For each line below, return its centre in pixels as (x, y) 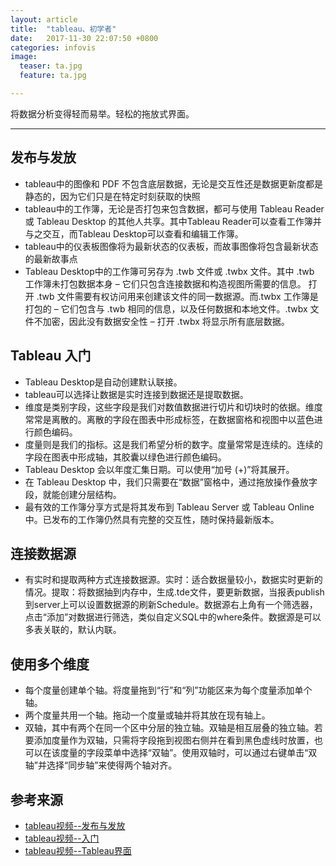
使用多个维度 (50, 664)
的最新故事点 (51, 258)
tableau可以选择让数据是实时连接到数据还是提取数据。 (136, 394)
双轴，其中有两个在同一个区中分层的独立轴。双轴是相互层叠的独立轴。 (169, 728)
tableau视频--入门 (62, 838)
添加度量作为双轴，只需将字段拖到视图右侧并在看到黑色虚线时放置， (174, 740)
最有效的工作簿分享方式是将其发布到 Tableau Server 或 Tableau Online (169, 507)
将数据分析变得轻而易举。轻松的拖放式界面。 (102, 113)
